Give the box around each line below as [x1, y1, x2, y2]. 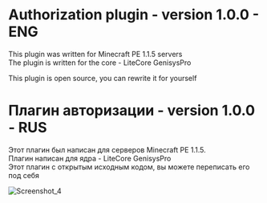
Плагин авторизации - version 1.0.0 [8, 102, 255, 120]
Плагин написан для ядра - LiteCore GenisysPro [8, 153, 172, 163]
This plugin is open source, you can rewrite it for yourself [8, 73, 197, 83]
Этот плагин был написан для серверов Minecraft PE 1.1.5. [8, 144, 206, 154]
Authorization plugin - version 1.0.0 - [8, 6, 260, 24]
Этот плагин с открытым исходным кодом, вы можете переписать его [8, 162, 250, 172]
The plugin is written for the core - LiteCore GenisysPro [8, 58, 192, 67]
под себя [8, 170, 40, 180]
